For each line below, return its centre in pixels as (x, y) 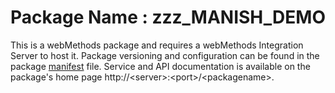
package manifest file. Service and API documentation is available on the (160, 66)
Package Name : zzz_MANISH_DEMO (168, 17)
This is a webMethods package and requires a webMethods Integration (157, 45)
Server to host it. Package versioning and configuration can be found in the (165, 55)
